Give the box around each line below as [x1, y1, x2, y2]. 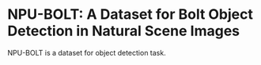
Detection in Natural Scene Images [7, 22, 240, 40]
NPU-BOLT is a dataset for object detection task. [7, 48, 167, 57]
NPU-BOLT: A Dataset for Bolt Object [7, 5, 254, 23]
